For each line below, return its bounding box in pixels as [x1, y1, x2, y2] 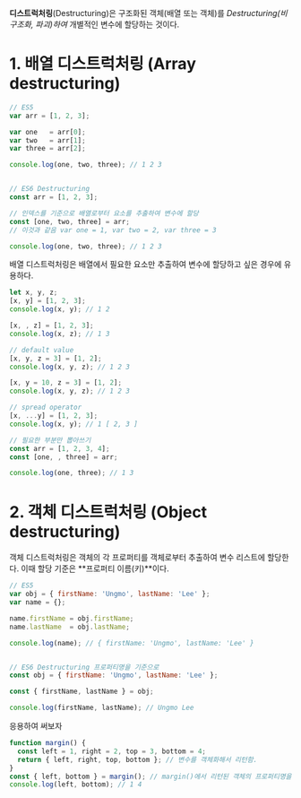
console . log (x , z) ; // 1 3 [9, 329, 110, 338]
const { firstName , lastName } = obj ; [9, 687, 154, 697]
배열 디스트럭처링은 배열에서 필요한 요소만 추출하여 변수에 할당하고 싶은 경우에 [9, 259, 282, 270]
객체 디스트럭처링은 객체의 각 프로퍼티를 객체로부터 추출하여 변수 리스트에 [9, 552, 266, 563]
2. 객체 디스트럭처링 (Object [9, 501, 208, 522]
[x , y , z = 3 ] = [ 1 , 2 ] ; [9, 353, 102, 363]
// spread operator [9, 403, 82, 412]
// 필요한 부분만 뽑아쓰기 [9, 436, 91, 445]
